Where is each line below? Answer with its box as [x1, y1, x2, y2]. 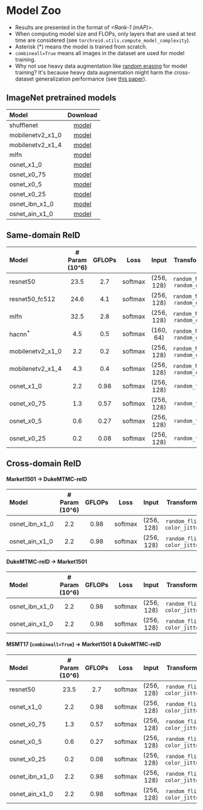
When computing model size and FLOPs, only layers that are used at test [14, 30, 196, 37]
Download [67, 110, 98, 119]
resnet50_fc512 [9, 294, 56, 303]
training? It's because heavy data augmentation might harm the [14, 68, 173, 76]
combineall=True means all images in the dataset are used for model [14, 49, 185, 56]
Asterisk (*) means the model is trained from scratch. [14, 43, 147, 50]
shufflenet [9, 121, 38, 129]
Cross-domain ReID [6, 458, 82, 468]
